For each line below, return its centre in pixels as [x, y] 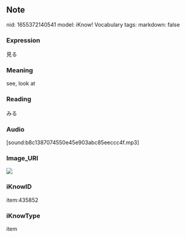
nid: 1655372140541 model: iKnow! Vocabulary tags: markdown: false [93, 24]
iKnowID [19, 187]
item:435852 [22, 200]
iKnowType [23, 216]
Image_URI [22, 158]
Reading [19, 99]
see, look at [21, 84]
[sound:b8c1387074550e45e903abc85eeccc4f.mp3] [73, 142]
